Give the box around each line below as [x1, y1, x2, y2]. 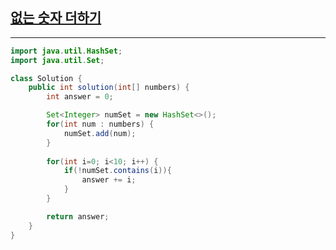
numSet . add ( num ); [63, 128, 137, 138]
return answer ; [46, 211, 110, 222]
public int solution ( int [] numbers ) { [28, 83, 190, 93]
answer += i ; [81, 175, 137, 185]
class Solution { [10, 73, 83, 83]
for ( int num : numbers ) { [46, 119, 155, 130]
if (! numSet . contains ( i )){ [63, 166, 172, 176]
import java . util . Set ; [10, 55, 105, 65]
